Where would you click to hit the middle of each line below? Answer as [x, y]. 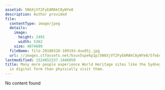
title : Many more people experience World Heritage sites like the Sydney [83, 64]
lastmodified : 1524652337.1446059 [41, 60]
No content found [23, 83]
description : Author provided [36, 14]
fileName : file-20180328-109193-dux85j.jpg [55, 51]
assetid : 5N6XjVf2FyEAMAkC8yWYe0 [39, 10]
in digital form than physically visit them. [57, 69]
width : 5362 [30, 42]
